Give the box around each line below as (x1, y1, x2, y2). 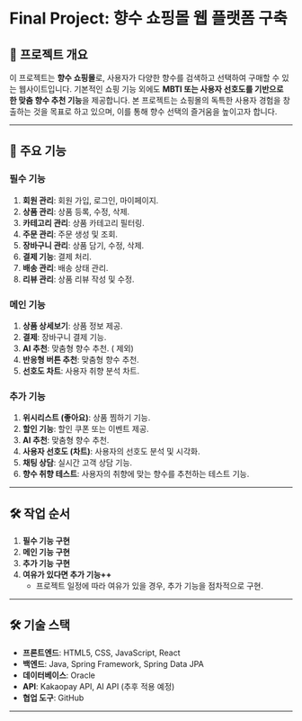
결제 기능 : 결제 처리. (22, 251, 93, 262)
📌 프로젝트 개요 (9, 47, 88, 62)
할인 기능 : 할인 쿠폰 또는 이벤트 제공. (22, 424, 150, 435)
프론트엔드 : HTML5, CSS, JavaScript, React (22, 647, 181, 658)
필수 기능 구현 (22, 536, 70, 546)
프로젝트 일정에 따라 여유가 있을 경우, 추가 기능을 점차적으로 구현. (35, 581, 263, 591)
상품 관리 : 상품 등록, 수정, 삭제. (22, 206, 130, 217)
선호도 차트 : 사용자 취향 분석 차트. (22, 365, 140, 376)
